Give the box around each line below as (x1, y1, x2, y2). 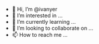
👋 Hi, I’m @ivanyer (11, 6, 58, 12)
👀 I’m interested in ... (11, 12, 63, 19)
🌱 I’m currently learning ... (11, 18, 76, 25)
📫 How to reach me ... (11, 32, 68, 38)
